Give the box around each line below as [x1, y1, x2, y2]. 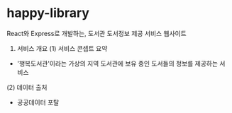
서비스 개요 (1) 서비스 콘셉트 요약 [16, 44, 108, 52]
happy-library [6, 5, 90, 21]
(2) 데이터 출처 [6, 83, 48, 91]
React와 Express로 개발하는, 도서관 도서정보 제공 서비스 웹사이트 [6, 29, 187, 37]
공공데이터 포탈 [16, 97, 60, 107]
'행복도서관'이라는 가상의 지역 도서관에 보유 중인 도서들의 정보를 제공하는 [16, 59, 218, 68]
